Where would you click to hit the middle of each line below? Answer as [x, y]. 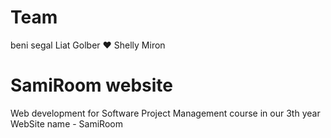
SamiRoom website [91, 85]
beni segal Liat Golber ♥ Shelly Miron [88, 45]
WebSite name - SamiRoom [66, 123]
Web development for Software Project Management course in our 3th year [165, 113]
